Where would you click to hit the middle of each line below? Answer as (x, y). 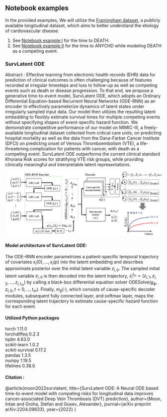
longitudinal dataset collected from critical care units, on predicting (93, 133)
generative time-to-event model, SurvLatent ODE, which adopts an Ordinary (83, 96)
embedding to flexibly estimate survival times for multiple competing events (83, 117)
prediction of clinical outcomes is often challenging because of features (79, 80)
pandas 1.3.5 (18, 355)
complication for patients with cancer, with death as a (84, 149)
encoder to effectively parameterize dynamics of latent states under (75, 106)
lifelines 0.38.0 (20, 366)
